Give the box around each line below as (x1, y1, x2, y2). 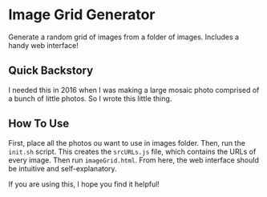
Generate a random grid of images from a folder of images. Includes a (8, 32, 239, 42)
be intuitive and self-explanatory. (8, 163, 118, 173)
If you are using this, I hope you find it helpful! (8, 179, 160, 189)
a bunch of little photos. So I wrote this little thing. (8, 94, 172, 103)
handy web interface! (8, 40, 79, 50)
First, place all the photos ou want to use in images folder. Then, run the (8, 138, 246, 147)
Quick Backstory (8, 64, 94, 78)
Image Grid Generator (8, 6, 156, 24)
